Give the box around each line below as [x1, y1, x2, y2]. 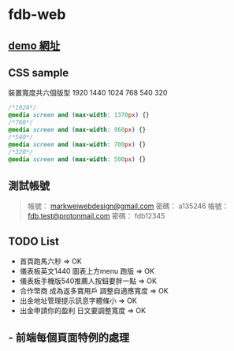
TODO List [8, 234, 59, 248]
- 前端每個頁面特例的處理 [8, 331, 130, 345]
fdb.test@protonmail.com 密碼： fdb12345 [27, 211, 165, 221]
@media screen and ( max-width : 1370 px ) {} [8, 111, 150, 119]
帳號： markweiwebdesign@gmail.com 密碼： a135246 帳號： [27, 201, 229, 211]
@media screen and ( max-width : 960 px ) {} [8, 126, 147, 134]
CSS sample [8, 65, 69, 80]
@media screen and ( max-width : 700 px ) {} [8, 140, 147, 148]
